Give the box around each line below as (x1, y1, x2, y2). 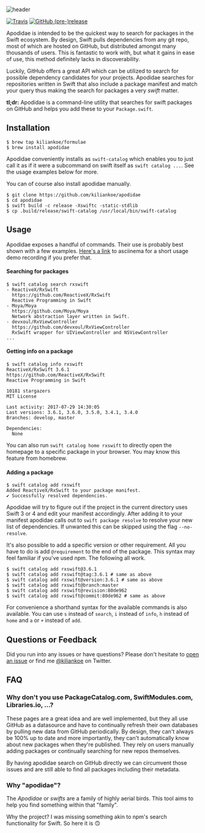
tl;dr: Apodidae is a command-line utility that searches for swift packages (6, 98, 193, 106)
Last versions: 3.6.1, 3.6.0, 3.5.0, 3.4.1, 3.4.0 (6, 410, 138, 416)
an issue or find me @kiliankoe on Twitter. (6, 657, 112, 665)
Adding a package (6, 468, 54, 476)
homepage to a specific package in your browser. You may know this (6, 448, 181, 456)
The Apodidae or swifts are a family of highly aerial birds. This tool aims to (6, 795, 194, 802)
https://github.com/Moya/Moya (12, 308, 89, 314)
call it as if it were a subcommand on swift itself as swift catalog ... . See (6, 161, 195, 169)
